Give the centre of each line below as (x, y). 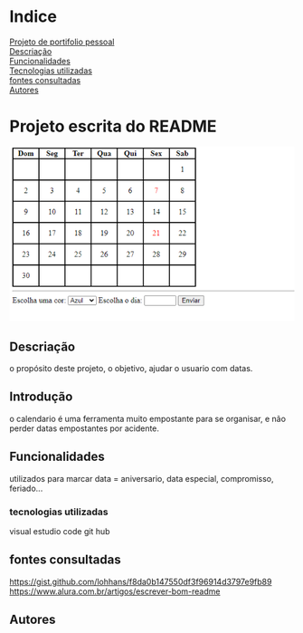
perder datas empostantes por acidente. (85, 428)
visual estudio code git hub (60, 531)
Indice (33, 17)
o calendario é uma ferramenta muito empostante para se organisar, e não (148, 418)
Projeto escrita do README (113, 126)
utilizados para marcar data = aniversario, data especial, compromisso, (142, 478)
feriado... (26, 488)
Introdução (41, 397)
